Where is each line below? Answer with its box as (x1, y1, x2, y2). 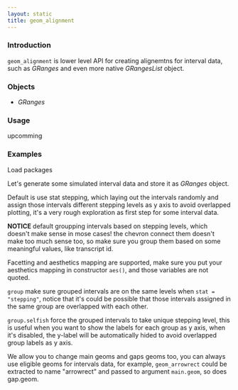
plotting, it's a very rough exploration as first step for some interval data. (7, 208, 219, 216)
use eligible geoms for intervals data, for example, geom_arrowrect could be (7, 360, 227, 368)
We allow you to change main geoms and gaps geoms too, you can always (7, 352, 226, 360)
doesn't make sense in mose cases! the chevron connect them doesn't (7, 229, 215, 238)
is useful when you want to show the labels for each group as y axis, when (7, 323, 226, 332)
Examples (7, 150, 43, 160)
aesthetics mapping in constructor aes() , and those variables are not (7, 265, 209, 274)
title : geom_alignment (7, 17, 75, 24)
